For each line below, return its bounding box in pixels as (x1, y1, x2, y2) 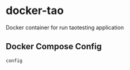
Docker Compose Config (6, 41, 102, 52)
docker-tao (6, 4, 64, 18)
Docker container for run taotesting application (6, 24, 124, 31)
